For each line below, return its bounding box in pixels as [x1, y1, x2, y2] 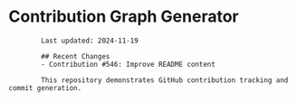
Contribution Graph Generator [8, 6, 239, 27]
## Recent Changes [41, 51, 110, 60]
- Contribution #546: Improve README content [41, 60, 216, 69]
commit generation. [8, 83, 82, 92]
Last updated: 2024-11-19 [41, 36, 139, 45]
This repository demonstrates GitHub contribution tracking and [41, 75, 289, 85]
